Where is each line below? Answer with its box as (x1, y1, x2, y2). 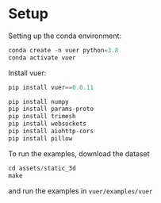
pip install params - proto (8, 105, 94, 113)
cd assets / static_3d (8, 164, 77, 172)
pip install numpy (8, 98, 69, 105)
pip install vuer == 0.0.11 (8, 83, 94, 91)
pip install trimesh (8, 113, 77, 121)
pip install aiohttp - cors (8, 128, 94, 136)
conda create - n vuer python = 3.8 (8, 46, 119, 54)
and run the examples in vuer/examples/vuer (8, 186, 153, 195)
